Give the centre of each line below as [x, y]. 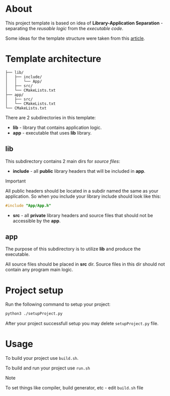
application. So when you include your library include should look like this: [83, 196]
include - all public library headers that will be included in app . [79, 171]
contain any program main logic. [39, 270]
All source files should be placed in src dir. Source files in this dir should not [85, 264]
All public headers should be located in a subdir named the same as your [82, 191]
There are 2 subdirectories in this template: [51, 117]
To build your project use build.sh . [42, 358]
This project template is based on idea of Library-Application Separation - [84, 23]
